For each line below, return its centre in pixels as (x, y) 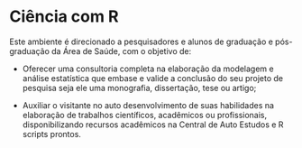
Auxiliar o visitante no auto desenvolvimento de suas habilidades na (148, 105)
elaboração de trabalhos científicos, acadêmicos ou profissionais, (145, 115)
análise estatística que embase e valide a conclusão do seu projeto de (153, 78)
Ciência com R (64, 17)
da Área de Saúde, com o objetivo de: (121, 51)
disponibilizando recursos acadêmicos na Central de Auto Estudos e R (153, 125)
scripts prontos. (51, 134)
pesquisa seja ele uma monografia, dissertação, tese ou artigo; (139, 88)
